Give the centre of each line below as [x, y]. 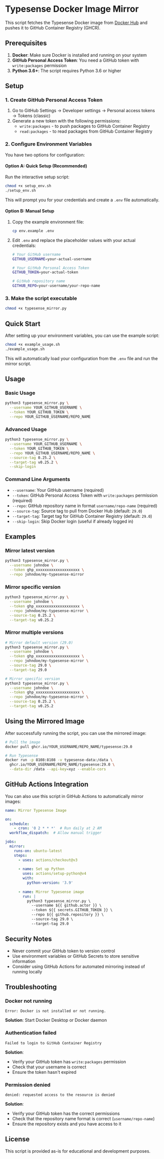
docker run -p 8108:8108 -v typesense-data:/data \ [59, 760]
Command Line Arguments [38, 480]
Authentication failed [31, 1033]
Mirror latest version [30, 551]
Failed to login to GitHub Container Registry [53, 1043]
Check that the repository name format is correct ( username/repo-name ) [83, 1118]
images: [13, 801]
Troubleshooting [31, 987]
